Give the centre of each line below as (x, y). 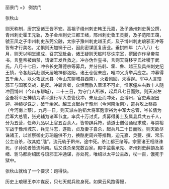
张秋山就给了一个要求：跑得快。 (38, 171)
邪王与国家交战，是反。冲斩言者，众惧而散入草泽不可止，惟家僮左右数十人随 (84, 85)
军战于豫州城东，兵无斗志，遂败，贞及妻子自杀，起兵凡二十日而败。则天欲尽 (84, 129)
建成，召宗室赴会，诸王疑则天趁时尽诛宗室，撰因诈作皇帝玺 (98, 54)
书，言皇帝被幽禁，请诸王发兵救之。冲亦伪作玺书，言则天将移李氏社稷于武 (82, 60)
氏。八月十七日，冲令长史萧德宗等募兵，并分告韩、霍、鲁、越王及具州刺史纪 (84, 66)
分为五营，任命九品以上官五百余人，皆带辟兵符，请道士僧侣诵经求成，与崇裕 (84, 123)
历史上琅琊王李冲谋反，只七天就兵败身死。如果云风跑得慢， (67, 181)
